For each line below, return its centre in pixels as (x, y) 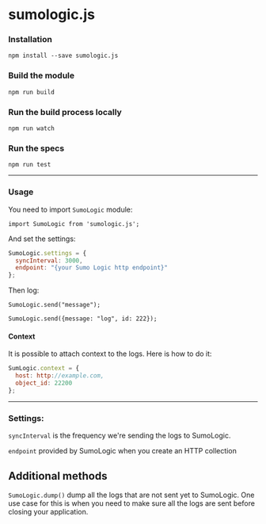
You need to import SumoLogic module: (70, 209)
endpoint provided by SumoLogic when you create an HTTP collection (123, 451)
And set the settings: (42, 239)
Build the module (42, 75)
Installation (30, 40)
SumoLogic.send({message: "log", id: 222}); (83, 319)
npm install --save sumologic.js (63, 56)
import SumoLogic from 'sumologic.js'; (74, 224)
